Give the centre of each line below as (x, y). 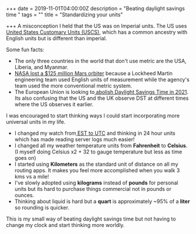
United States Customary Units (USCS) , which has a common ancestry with (97, 32)
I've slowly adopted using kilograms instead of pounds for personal (96, 183)
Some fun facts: (25, 50)
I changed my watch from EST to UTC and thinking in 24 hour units (95, 133)
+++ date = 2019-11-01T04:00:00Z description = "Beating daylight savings (95, 8)
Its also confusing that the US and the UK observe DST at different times (101, 98)
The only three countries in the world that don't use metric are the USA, (100, 61)
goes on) (25, 158)
